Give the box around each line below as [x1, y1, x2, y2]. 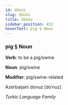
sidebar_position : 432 [5, 21, 53, 27]
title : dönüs [5, 17, 33, 22]
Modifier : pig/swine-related [5, 74, 63, 80]
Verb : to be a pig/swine [5, 54, 55, 61]
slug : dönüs [5, 12, 30, 17]
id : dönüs [5, 7, 26, 13]
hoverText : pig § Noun [5, 26, 53, 31]
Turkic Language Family [5, 94, 56, 100]
